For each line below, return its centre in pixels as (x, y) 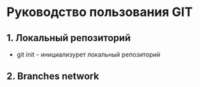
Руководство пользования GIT (100, 12)
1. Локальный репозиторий (69, 38)
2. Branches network (53, 76)
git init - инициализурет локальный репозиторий (89, 54)
